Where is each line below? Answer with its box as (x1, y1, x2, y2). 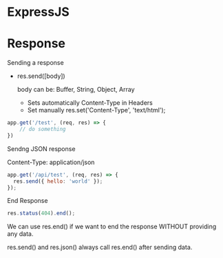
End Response (7, 197, 48, 205)
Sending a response (7, 59, 64, 67)
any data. (7, 230, 34, 238)
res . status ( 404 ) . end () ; (7, 210, 76, 217)
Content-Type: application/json (7, 158, 95, 166)
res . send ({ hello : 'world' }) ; (13, 177, 103, 185)
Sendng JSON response (7, 144, 76, 152)
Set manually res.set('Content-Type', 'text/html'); (27, 106, 166, 115)
